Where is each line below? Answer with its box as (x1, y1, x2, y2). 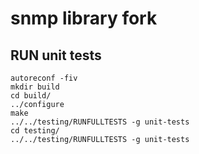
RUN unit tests (10, 47, 102, 64)
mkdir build (10, 82, 60, 92)
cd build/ (10, 91, 52, 101)
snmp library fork (10, 7, 158, 30)
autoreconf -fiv (10, 73, 78, 83)
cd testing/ (10, 126, 60, 136)
